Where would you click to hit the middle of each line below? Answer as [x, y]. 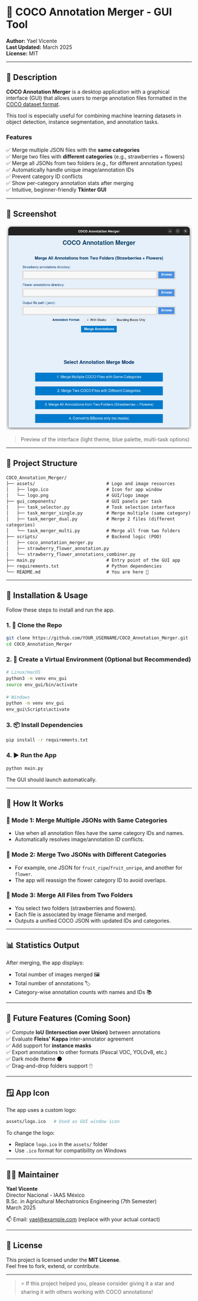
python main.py [25, 768]
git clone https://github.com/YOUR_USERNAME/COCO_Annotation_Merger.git [97, 638]
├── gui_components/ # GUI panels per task [84, 501]
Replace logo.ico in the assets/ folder [61, 1144]
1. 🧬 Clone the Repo [34, 625]
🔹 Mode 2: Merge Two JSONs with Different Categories [86, 855]
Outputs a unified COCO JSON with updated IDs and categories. [93, 920]
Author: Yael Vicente [32, 41]
